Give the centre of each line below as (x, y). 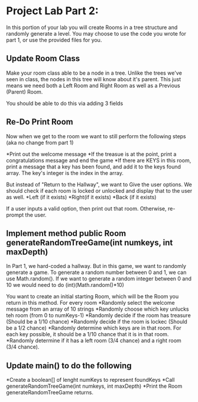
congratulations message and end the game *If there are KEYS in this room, (99, 160)
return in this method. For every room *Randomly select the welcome (91, 303)
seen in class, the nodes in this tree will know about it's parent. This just (94, 79)
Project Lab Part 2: (52, 11)
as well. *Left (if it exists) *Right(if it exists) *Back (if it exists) (81, 197)
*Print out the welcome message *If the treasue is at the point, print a (91, 154)
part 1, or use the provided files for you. (54, 40)
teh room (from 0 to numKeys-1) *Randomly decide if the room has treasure (98, 315)
